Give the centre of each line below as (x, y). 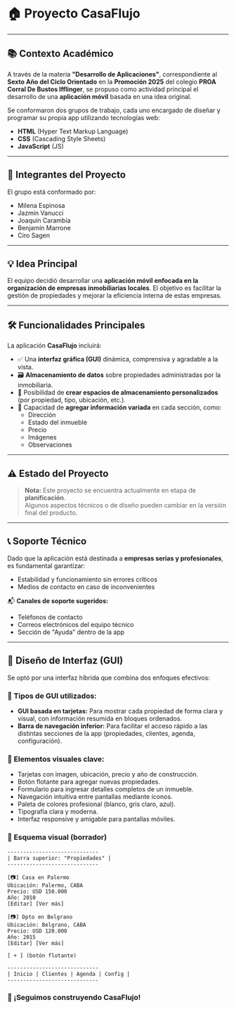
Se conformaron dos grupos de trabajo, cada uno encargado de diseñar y (114, 110)
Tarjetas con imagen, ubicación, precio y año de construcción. (108, 774)
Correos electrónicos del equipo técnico (76, 624)
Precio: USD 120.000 (38, 931)
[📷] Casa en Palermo (38, 877)
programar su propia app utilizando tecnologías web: (84, 117)
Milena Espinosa (41, 205)
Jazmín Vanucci (40, 213)
